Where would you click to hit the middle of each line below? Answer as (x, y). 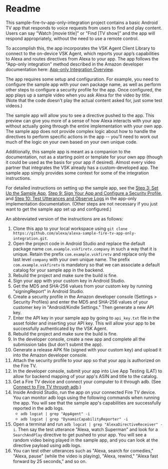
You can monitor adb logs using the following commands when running (86, 397)
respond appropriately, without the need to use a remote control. (72, 38)
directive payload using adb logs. (47, 445)
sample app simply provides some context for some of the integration (77, 172)
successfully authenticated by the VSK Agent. (60, 328)
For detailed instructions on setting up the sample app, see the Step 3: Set (82, 187)
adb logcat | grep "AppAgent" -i (55, 414)
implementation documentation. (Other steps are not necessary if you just (82, 203)
